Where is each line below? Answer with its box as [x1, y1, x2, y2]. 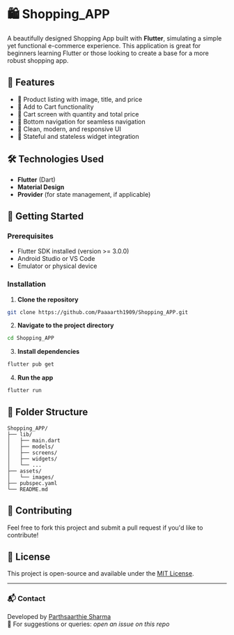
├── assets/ [7, 468, 42, 475]
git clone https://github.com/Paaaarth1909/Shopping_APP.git [7, 308, 189, 315]
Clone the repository [17, 295, 79, 304]
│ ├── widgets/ [7, 455, 58, 462]
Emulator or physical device [17, 262, 97, 270]
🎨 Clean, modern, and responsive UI [17, 124, 122, 133]
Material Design [17, 183, 65, 191]
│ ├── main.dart [7, 437, 61, 444]
